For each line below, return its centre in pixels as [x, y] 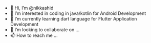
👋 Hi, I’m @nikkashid [32, 8]
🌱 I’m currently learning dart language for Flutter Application [73, 19]
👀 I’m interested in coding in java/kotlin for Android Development [78, 13]
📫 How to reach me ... [34, 35]
